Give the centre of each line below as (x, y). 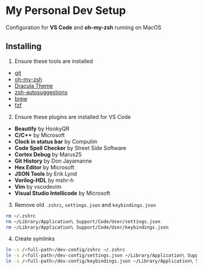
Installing (24, 46)
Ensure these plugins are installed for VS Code (72, 116)
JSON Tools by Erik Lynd (45, 174)
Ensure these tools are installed (54, 61)
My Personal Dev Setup (66, 11)
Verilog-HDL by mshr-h (44, 180)
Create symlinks (35, 239)
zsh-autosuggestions (41, 92)
